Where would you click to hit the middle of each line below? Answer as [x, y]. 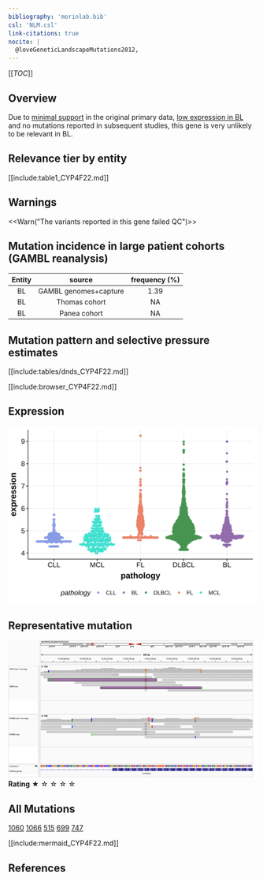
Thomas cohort [81, 302]
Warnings [33, 202]
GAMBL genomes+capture [81, 291]
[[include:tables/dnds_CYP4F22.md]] [69, 371]
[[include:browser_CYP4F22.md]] [63, 386]
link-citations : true [44, 33]
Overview [33, 98]
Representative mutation [70, 626]
